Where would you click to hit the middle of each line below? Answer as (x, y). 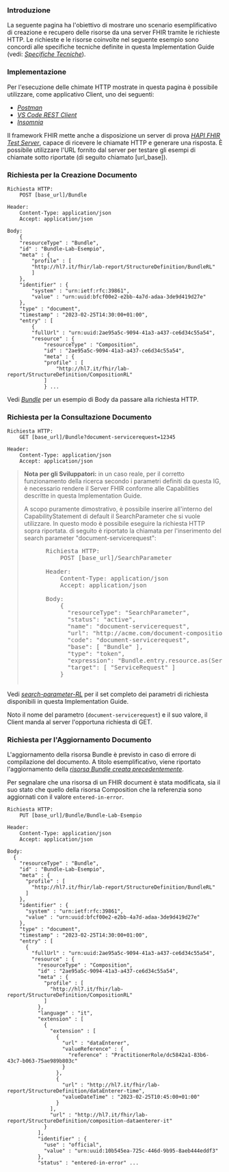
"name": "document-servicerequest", (129, 626)
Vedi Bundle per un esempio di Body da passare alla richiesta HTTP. (103, 399)
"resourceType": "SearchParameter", (129, 613)
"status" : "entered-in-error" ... (88, 1163)
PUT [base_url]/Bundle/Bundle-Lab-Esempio (81, 816)
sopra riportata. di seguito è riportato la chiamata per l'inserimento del (123, 531)
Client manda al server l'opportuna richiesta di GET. (80, 722)
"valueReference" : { (93, 1049)
